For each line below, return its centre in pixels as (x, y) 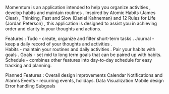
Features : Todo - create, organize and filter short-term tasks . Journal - (80, 38)
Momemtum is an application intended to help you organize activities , (78, 7)
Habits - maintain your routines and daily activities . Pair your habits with (80, 49)
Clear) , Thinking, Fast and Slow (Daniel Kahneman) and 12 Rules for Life (80, 18)
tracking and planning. (29, 65)
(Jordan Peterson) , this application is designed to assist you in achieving (81, 23)
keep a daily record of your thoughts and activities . (59, 44)
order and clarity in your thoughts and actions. (53, 29)
